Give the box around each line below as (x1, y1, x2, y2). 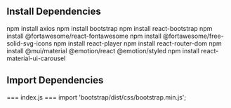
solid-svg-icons (6, 39, 53, 48)
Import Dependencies (6, 74, 104, 86)
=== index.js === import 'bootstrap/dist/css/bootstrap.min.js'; (6, 93, 187, 101)
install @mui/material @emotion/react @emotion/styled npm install (6, 46, 199, 55)
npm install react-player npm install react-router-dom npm (53, 39, 222, 48)
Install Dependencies (6, 6, 101, 18)
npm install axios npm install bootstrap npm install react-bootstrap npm (6, 24, 213, 32)
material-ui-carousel (6, 54, 66, 62)
